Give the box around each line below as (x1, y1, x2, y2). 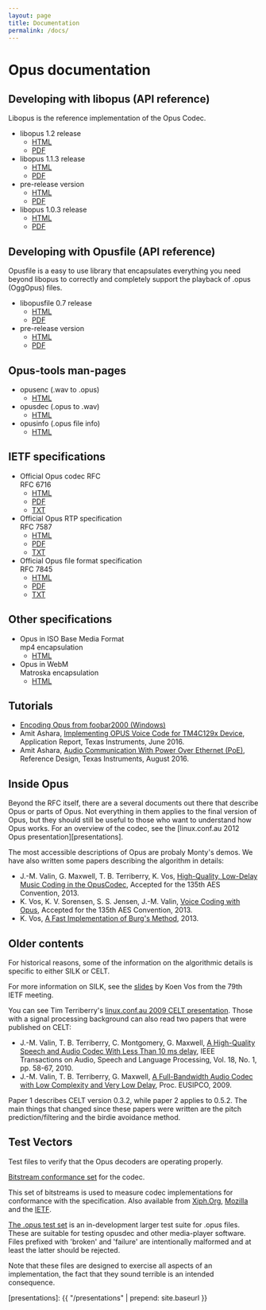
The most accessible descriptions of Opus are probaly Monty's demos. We (8, 848, 253, 857)
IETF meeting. (8, 990, 54, 1000)
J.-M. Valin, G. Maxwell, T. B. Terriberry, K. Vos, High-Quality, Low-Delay (19, 871, 258, 881)
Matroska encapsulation (19, 668, 99, 677)
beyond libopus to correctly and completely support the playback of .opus (8, 275, 252, 284)
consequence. (8, 1277, 56, 1287)
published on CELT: (8, 1023, 71, 1032)
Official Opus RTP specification (19, 513, 122, 523)
